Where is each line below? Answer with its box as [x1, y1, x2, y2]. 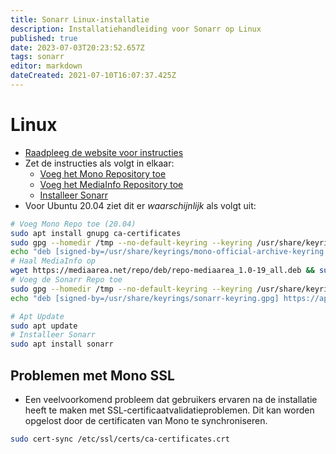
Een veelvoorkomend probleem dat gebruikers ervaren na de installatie [24, 394, 318, 405]
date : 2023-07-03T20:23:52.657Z [10, 42, 145, 53]
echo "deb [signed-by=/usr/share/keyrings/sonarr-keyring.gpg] [10, 293, 280, 303]
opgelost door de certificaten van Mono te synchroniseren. [24, 415, 268, 426]
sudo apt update [10, 321, 78, 331]
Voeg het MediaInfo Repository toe [39, 178, 184, 190]
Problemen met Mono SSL [10, 367, 175, 384]
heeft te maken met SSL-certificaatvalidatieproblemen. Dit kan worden [24, 404, 315, 416]
